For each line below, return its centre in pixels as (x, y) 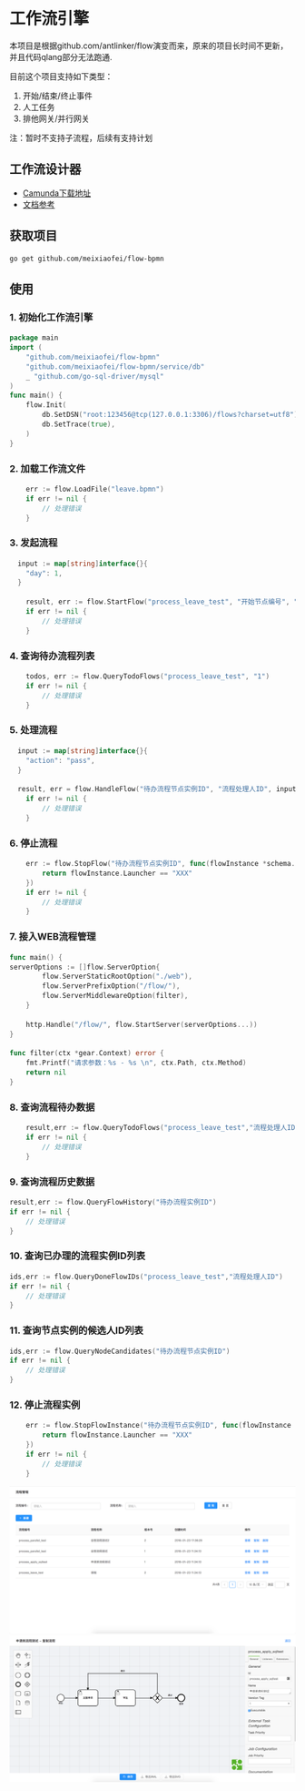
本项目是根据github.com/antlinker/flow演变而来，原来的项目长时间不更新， (149, 46)
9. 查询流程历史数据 (52, 1182)
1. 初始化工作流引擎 (51, 317)
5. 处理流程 (34, 730)
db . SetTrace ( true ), (79, 424)
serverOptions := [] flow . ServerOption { (85, 967)
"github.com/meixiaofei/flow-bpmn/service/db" (115, 366)
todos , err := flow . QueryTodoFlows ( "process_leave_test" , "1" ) (148, 677)
